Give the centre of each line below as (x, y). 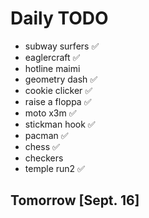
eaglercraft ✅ (52, 57)
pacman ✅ (46, 135)
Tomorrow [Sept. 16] (75, 200)
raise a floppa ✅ (58, 101)
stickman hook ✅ (60, 124)
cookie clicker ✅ (58, 90)
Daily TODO (59, 18)
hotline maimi (52, 68)
